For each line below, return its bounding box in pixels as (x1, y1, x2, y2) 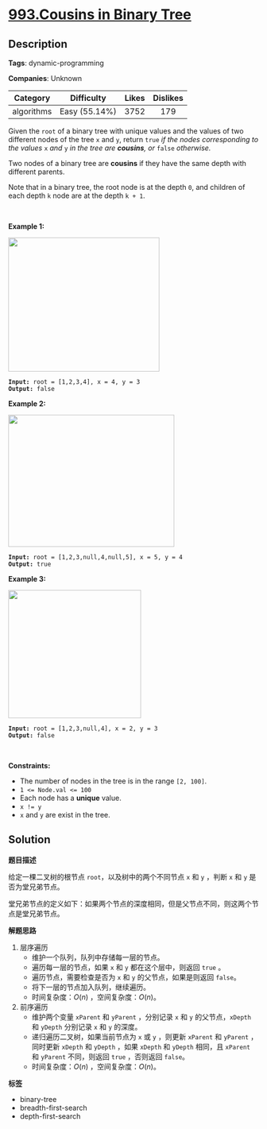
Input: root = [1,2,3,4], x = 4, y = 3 (8, 378, 141, 386)
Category (14, 93, 51, 103)
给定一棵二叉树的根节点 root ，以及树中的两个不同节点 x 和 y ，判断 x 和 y (8, 872, 248, 881)
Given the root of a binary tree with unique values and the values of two (8, 126, 244, 136)
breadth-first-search (19, 1103, 87, 1112)
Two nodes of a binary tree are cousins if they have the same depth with (8, 159, 246, 168)
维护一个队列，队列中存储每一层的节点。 (31, 952, 164, 962)
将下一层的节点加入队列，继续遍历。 (31, 982, 151, 992)
